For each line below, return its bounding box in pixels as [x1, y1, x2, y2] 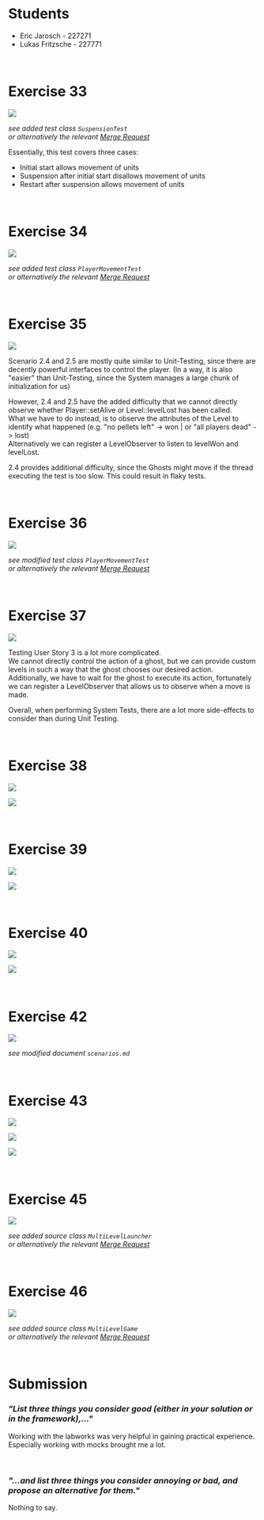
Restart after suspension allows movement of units [19, 179, 185, 189]
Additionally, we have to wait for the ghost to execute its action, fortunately [8, 672, 252, 682]
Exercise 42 [8, 1008, 88, 1026]
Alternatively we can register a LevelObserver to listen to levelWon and [8, 439, 239, 448]
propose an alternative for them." [8, 1484, 140, 1495]
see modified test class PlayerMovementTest [8, 555, 150, 565]
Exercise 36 [8, 514, 88, 531]
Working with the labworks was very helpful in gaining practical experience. [8, 1431, 255, 1441]
